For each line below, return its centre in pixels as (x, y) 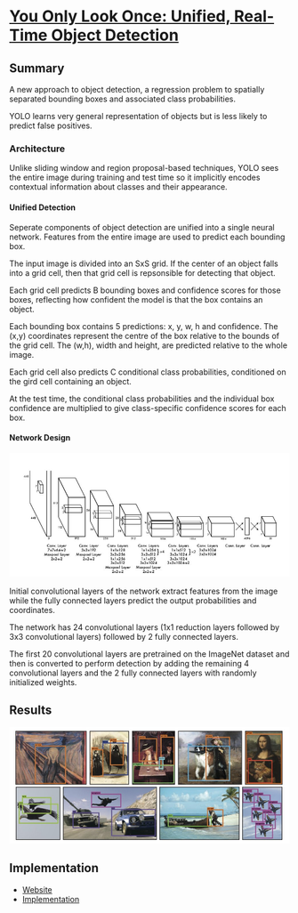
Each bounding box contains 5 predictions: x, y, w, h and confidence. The (144, 326)
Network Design (40, 438)
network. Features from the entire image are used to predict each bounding (147, 237)
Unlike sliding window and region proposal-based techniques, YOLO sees (144, 168)
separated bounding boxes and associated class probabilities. (122, 99)
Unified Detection (42, 207)
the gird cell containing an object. (70, 381)
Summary (37, 68)
